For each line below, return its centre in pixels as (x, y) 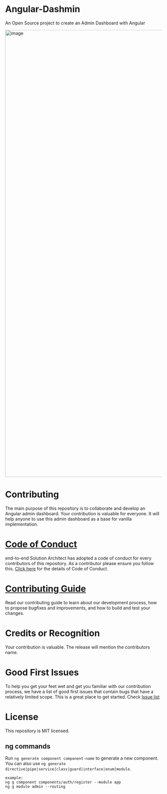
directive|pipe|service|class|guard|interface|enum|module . (68, 769)
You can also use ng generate (36, 764)
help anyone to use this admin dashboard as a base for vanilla (69, 519)
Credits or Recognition (53, 633)
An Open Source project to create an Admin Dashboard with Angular (75, 23)
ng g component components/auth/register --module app (63, 783)
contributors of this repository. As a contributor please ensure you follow (80, 563)
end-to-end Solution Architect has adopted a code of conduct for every (78, 558)
